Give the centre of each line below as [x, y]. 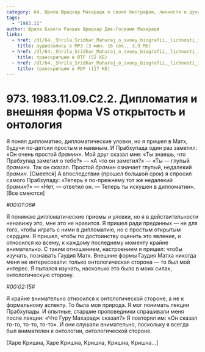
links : [15, 35]
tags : [13, 18]
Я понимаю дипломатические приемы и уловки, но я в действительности [103, 217]
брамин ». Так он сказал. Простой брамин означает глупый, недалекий [99, 167]
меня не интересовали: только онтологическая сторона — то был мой [98, 262]
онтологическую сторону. [40, 275]
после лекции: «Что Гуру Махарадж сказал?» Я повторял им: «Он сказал [102, 318]
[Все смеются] [26, 193]
